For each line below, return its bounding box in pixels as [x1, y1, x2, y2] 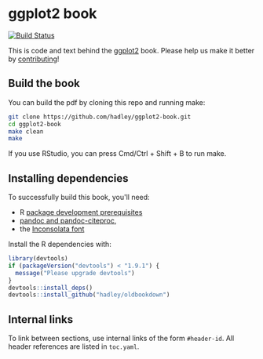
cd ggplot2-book [8, 120, 61, 128]
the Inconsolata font [19, 224, 85, 234]
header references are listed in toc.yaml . [8, 342, 140, 351]
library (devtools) [8, 255, 68, 263]
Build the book [8, 77, 81, 90]
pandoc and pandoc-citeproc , [19, 216, 117, 226]
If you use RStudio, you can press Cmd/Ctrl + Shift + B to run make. [8, 149, 227, 158]
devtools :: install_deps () [8, 284, 93, 292]
